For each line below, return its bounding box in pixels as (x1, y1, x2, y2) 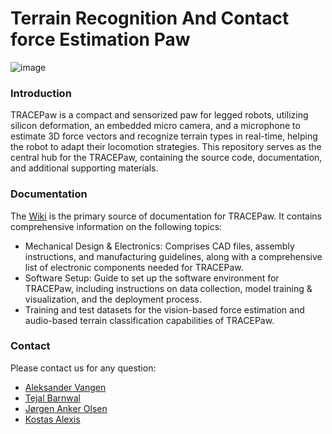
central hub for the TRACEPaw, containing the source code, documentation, (10, 152, 323, 164)
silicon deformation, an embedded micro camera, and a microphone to (10, 120, 301, 132)
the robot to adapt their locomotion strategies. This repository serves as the (10, 141, 322, 153)
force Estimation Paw (10, 28, 191, 51)
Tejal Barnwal (24, 392, 81, 404)
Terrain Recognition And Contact (10, 7, 290, 30)
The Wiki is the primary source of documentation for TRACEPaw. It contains (10, 210, 322, 222)
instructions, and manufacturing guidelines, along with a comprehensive (24, 250, 323, 262)
